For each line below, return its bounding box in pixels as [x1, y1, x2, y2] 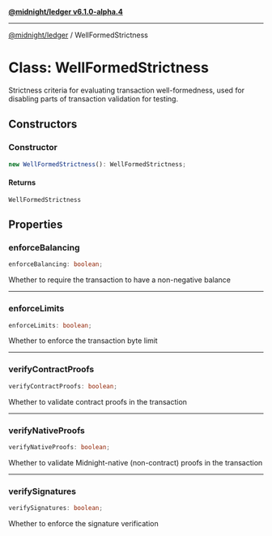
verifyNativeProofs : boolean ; [8, 443, 111, 451]
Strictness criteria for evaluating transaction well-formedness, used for [8, 85, 245, 95]
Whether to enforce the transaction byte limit [8, 336, 158, 345]
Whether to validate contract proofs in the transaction [8, 397, 188, 406]
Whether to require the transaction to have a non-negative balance [8, 275, 231, 285]
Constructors [8, 118, 78, 131]
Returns [8, 178, 36, 187]
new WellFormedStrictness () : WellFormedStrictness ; [8, 160, 186, 169]
